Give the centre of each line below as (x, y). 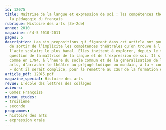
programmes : (17, 111)
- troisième (17, 102)
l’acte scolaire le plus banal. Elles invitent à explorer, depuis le (84, 51)
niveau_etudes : (21, 97)
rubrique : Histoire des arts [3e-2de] (45, 23)
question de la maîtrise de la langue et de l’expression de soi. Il (83, 56)
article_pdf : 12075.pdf (30, 74)
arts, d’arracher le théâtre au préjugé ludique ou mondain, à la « (82, 65)
